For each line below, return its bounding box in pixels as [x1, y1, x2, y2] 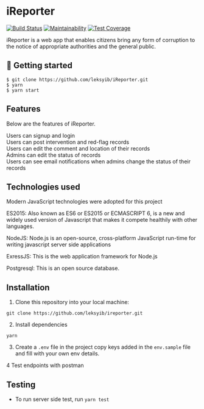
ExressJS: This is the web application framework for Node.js [6, 253, 158, 260]
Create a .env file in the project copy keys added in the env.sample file [15, 343, 191, 351]
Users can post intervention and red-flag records [6, 138, 130, 146]
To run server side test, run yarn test [15, 396, 110, 403]
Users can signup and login [6, 132, 75, 139]
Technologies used [6, 182, 80, 192]
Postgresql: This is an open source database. [6, 265, 120, 272]
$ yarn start [6, 87, 40, 93]
